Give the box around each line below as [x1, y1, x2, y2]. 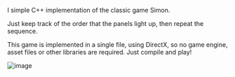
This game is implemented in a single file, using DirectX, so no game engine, [7, 41, 228, 48]
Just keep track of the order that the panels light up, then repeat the [7, 20, 204, 27]
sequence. [7, 27, 39, 35]
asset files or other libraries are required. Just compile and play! [7, 48, 192, 56]
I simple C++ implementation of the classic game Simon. [7, 6, 170, 14]
